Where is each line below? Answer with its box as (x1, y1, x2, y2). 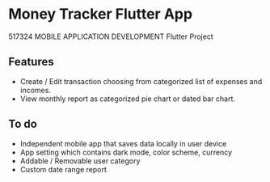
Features (8, 55, 54, 69)
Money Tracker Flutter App (8, 5, 192, 23)
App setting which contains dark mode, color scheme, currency (19, 147, 233, 157)
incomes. (19, 85, 51, 95)
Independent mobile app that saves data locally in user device (19, 138, 227, 148)
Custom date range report (19, 164, 108, 174)
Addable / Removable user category (19, 155, 141, 166)
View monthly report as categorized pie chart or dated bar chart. (19, 94, 236, 104)
